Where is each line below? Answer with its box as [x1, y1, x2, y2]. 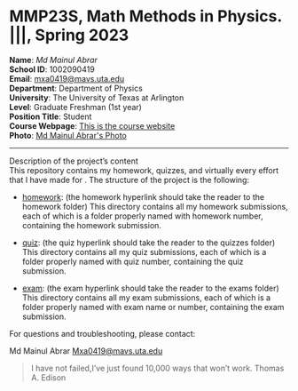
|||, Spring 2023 [9, 25, 129, 45]
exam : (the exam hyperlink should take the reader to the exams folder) [21, 283, 279, 293]
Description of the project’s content [9, 156, 139, 166]
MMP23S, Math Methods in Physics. [9, 6, 282, 27]
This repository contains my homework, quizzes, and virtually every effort [9, 164, 279, 175]
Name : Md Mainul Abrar [9, 54, 98, 65]
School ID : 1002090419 [9, 64, 95, 75]
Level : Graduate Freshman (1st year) [9, 101, 142, 112]
